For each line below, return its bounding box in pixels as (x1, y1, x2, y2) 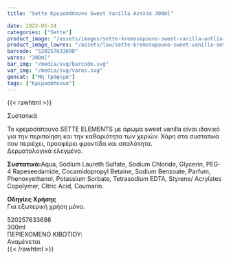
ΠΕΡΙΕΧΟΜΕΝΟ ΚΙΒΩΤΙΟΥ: (7, 230, 82, 238)
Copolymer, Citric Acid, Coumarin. (7, 182, 104, 190)
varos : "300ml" (7, 54, 51, 62)
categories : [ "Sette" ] (7, 29, 72, 36)
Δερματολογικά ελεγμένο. (7, 147, 83, 155)
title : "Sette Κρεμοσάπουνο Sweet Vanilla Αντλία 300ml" (7, 10, 174, 17)
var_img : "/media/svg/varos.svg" (7, 66, 103, 74)
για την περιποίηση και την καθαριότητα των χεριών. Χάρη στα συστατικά (7, 132, 220, 140)
